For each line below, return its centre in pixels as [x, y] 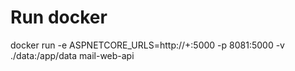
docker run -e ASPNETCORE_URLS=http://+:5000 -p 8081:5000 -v [147, 45]
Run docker [59, 17]
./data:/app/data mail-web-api [72, 55]
